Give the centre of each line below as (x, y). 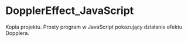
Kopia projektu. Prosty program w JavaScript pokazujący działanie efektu (94, 27)
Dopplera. (18, 33)
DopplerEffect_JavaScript (70, 11)
